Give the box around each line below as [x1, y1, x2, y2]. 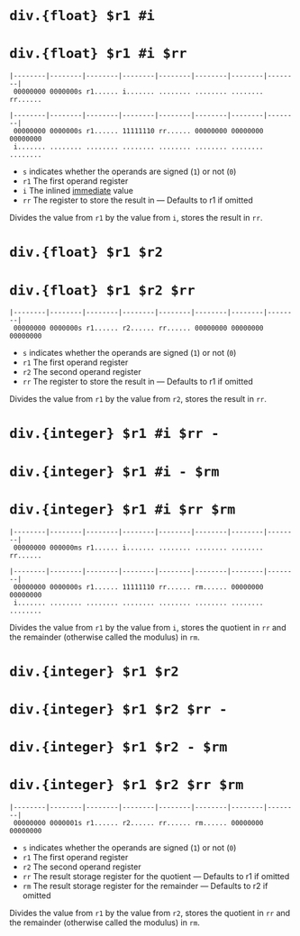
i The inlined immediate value [22, 186, 133, 196]
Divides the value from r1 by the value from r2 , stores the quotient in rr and [9, 908, 291, 919]
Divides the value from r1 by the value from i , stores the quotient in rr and [9, 622, 286, 632]
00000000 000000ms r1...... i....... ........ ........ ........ [13, 543, 264, 552]
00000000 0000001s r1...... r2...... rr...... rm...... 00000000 [13, 819, 264, 828]
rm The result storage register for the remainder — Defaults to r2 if [22, 881, 268, 892]
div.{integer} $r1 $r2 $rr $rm [9, 777, 244, 794]
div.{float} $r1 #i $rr [9, 45, 187, 62]
